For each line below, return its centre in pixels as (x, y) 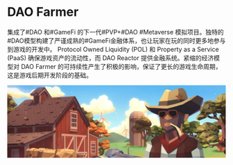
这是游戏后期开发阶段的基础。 (50, 75)
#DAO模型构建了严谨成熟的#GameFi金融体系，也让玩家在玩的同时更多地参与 (116, 40)
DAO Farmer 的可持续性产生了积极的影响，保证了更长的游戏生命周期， (121, 66)
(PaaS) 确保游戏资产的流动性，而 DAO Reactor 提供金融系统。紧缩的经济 (111, 58)
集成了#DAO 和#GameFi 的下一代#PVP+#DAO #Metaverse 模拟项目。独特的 (115, 32)
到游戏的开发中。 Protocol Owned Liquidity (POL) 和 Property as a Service (113, 49)
